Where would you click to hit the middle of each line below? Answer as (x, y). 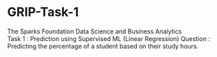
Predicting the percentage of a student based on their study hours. (103, 46)
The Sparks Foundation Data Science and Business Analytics (95, 31)
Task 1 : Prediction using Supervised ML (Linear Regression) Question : (109, 38)
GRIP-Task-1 (43, 12)
